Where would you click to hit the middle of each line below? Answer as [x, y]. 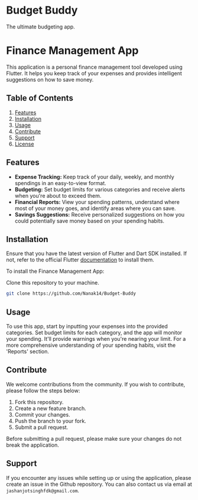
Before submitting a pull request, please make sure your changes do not [94, 438]
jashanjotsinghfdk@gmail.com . [43, 490]
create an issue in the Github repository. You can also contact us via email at [99, 484]
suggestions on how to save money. [50, 79]
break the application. [33, 445]
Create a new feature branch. [51, 408]
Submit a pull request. [41, 427]
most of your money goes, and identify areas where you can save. [95, 208]
